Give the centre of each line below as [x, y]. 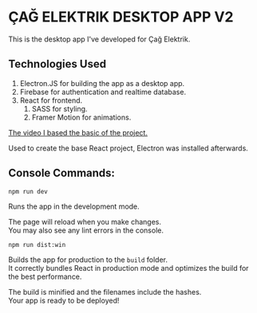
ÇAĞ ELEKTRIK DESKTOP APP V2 [121, 17]
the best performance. [45, 276]
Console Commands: [62, 173]
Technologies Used [57, 64]
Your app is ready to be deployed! [64, 300]
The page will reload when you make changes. [85, 221]
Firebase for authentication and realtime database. [103, 92]
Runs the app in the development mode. [74, 206]
